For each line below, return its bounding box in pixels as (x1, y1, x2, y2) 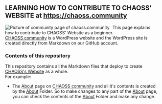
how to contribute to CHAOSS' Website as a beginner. (5, 29, 114, 36)
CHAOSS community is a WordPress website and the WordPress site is (5, 35, 148, 41)
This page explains (112, 24, 151, 30)
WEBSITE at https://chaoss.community (5, 12, 127, 20)
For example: (5, 74, 32, 80)
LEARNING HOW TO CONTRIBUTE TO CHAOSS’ (5, 4, 152, 12)
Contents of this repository (5, 52, 71, 59)
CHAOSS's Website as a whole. (5, 68, 69, 75)
